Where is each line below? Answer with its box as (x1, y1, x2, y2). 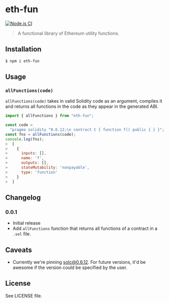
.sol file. (12, 231, 31, 237)
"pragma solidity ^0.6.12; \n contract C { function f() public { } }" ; (10, 127, 165, 133)
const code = (5, 123, 33, 128)
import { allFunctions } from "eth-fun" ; (5, 113, 94, 118)
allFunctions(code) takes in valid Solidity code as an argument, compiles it (5, 98, 162, 104)
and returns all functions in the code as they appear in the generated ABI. (5, 103, 159, 110)
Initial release (12, 220, 41, 226)
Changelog (5, 193, 41, 202)
